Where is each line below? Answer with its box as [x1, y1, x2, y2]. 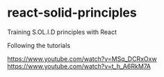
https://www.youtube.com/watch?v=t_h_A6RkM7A [7, 62, 151, 70]
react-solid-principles [7, 5, 137, 21]
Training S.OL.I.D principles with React [7, 28, 117, 36]
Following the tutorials [7, 41, 71, 49]
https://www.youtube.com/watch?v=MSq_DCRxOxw [7, 54, 158, 63]
